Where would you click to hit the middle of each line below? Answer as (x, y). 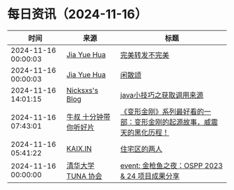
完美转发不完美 (145, 55)
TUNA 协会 (84, 176)
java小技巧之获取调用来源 (162, 95)
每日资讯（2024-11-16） (77, 14)
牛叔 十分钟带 (88, 117)
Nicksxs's (83, 90)
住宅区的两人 (141, 149)
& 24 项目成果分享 (150, 176)
